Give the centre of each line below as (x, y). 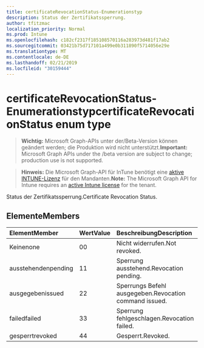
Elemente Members (43, 216)
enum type (83, 124)
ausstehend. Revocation (150, 268)
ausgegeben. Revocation (151, 293)
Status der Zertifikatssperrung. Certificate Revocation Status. (82, 197)
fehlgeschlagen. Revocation (155, 318)
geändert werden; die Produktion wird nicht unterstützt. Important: (104, 148)
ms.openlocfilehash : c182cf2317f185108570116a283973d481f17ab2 (88, 40)
